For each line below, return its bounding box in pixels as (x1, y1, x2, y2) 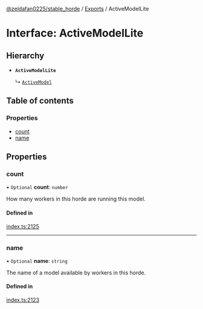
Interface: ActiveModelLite (6, 27, 144, 40)
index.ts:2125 (6, 222, 39, 230)
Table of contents (6, 96, 74, 106)
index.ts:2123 (6, 296, 40, 304)
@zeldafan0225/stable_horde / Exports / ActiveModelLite (6, 5, 149, 12)
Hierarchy (6, 50, 45, 61)
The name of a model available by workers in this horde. (6, 269, 146, 276)
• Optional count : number (6, 184, 68, 191)
